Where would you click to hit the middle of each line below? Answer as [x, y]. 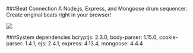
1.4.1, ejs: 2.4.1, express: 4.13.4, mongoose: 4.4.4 [84, 43]
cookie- [169, 37]
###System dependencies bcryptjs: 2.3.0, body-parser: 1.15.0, [82, 37]
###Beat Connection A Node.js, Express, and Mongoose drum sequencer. [97, 9]
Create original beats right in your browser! [59, 15]
